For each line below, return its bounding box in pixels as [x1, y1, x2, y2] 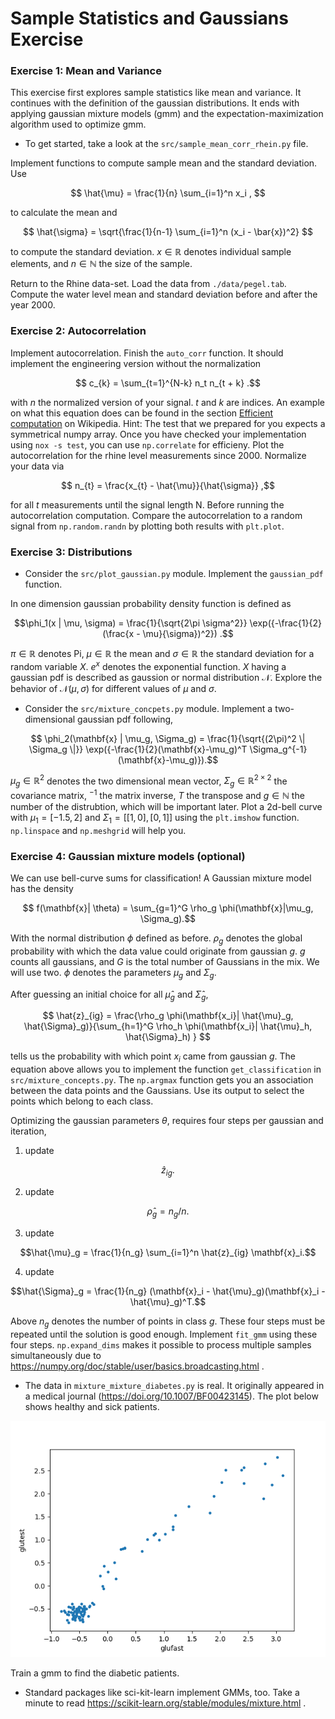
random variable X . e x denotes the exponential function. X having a [10, 659, 287, 672]
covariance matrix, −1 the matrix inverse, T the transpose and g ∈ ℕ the [10, 788, 305, 801]
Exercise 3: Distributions [10, 545, 133, 559]
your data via [10, 460, 65, 472]
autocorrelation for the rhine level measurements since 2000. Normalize [10, 449, 307, 461]
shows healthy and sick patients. [24, 1400, 160, 1412]
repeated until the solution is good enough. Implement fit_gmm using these [10, 1328, 318, 1340]
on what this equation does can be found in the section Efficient [10, 407, 274, 419]
